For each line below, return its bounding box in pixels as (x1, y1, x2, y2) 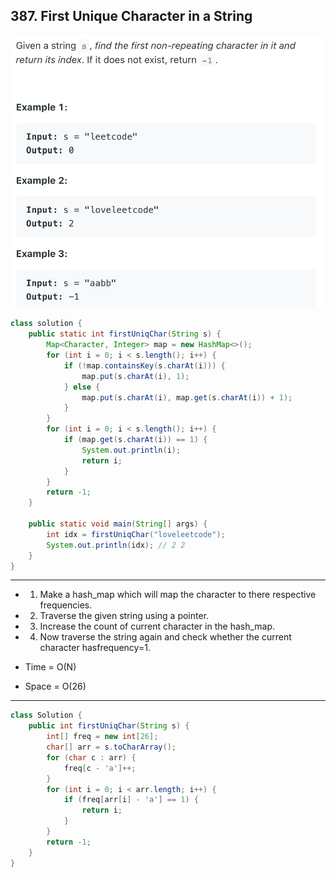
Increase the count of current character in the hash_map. (39, 620, 276, 633)
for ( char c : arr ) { (46, 752, 137, 763)
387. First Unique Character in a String (10, 8, 253, 25)
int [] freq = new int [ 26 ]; (46, 732, 159, 742)
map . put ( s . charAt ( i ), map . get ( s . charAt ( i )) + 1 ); (81, 392, 293, 403)
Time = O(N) (24, 661, 77, 673)
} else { (63, 382, 101, 392)
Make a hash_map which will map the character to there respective (39, 589, 317, 601)
